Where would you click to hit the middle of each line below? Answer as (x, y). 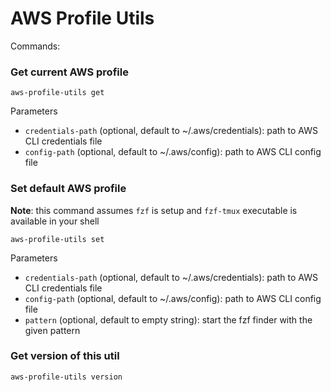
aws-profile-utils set (57, 239)
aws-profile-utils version (66, 377)
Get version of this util (65, 356)
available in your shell (55, 221)
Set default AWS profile (68, 189)
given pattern (52, 330)
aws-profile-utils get (57, 93)
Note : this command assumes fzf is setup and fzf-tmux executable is (154, 210)
